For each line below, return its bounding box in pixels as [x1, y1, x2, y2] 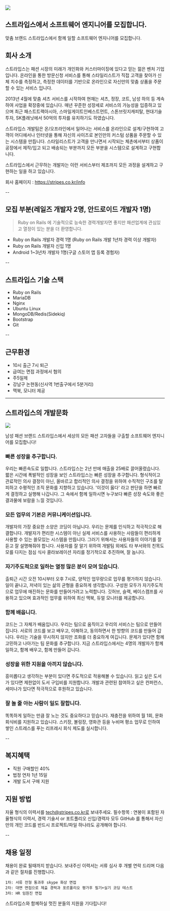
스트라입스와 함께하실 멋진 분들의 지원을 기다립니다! [5, 900, 107, 906]
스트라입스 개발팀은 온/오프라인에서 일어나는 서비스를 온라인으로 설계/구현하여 [5, 125, 159, 132]
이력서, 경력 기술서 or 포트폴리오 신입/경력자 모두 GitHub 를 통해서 [22, 815, 154, 821]
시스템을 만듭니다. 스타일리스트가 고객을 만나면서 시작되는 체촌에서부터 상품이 [10, 138, 163, 144]
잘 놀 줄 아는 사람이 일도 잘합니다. [5, 700, 81, 707]
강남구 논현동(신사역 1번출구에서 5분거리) [12, 381, 94, 388]
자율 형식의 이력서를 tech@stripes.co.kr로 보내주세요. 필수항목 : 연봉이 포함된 [5, 809, 159, 815]
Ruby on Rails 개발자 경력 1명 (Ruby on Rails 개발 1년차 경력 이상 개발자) [12, 237, 157, 243]
